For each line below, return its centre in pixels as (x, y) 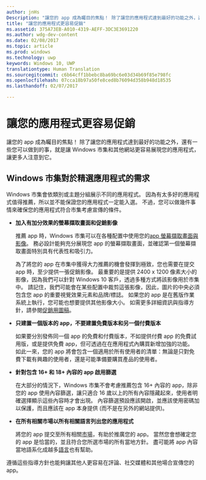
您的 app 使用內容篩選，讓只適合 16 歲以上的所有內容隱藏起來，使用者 (104, 392)
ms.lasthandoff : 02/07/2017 (42, 86)
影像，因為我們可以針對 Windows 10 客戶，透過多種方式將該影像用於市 (105, 279)
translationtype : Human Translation (53, 69)
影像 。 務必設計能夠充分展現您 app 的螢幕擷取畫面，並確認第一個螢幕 (103, 243)
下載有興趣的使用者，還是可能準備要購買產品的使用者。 (90, 359)
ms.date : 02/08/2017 (33, 40)
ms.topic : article (30, 47)
